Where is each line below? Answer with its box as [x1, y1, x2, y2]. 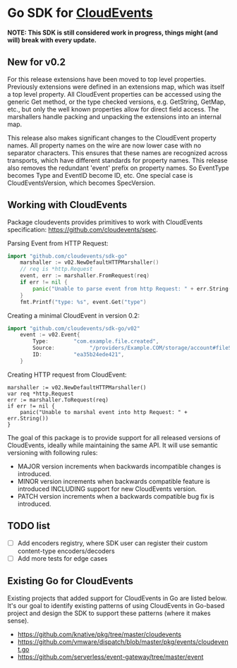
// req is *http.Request [20, 266, 93, 273]
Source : [32, 344, 55, 352]
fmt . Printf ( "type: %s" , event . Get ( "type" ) [20, 298, 147, 305]
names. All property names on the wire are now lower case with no [7, 141, 202, 150]
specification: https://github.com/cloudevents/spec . [7, 225, 159, 233]
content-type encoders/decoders [17, 547, 115, 555]
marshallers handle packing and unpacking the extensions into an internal [7, 112, 222, 121]
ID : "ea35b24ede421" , [32, 351, 125, 358]
